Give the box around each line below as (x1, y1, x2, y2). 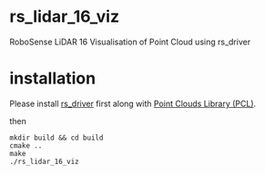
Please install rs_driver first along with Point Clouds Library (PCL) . (9, 98, 257, 109)
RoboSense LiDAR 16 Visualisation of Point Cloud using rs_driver (9, 36, 251, 47)
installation (9, 68, 97, 89)
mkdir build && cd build (9, 133, 104, 142)
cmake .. (9, 141, 43, 151)
